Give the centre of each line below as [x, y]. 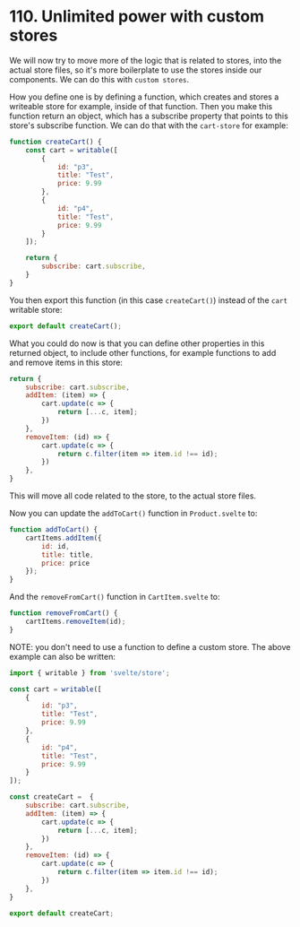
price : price [66, 563]
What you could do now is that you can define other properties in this [137, 343]
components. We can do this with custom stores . [99, 79]
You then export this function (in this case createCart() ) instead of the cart [149, 300]
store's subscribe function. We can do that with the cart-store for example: [149, 125]
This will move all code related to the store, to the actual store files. [133, 496]
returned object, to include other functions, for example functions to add [143, 352]
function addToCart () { [54, 530]
